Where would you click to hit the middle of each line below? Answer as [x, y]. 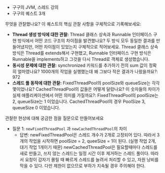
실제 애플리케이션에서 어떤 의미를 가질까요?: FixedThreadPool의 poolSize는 [85, 95]
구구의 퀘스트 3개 [29, 13]
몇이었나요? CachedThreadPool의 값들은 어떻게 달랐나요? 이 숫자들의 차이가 [86, 89]
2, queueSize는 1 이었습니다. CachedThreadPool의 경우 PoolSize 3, [79, 101]
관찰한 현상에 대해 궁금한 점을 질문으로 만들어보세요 [54, 118]
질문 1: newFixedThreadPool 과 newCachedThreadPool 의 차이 [69, 129]
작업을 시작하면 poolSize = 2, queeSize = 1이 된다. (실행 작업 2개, [93, 141]
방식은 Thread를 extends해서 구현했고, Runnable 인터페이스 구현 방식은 [82, 53]
